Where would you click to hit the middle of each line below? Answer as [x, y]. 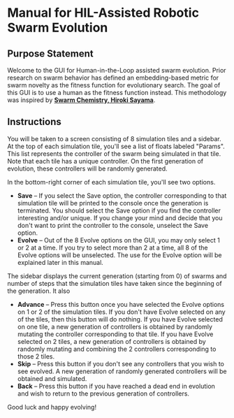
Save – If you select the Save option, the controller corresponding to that [122, 195]
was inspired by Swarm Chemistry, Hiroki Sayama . [81, 100]
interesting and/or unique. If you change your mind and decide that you [120, 217]
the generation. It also [39, 291]
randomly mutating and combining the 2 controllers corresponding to [117, 349]
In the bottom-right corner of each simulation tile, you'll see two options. [111, 182]
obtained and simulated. [52, 378]
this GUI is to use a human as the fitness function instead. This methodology [117, 93]
